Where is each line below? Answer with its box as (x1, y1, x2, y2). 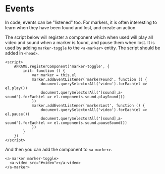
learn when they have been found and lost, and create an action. (5, 24, 137, 30)
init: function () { (23, 68, 65, 73)
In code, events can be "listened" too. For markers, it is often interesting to (5, 19, 157, 25)
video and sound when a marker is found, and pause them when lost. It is (5, 39, 155, 45)
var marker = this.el (31, 72, 77, 77)
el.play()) (5, 85, 28, 91)
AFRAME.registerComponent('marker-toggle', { (14, 64, 110, 69)
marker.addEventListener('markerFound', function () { (31, 77, 148, 82)
